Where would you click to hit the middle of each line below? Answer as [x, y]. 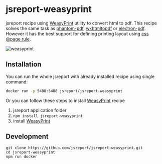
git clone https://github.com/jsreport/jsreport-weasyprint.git [74, 148]
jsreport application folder [40, 110]
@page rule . [18, 39]
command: [17, 81]
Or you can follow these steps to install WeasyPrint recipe [65, 100]
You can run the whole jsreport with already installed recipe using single [80, 76]
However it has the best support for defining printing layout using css [77, 33]
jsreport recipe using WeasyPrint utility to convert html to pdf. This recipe [81, 23]
